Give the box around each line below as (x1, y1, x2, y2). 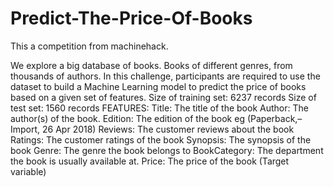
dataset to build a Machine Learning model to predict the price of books (10, 80, 307, 92)
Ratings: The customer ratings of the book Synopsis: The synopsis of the (10, 133, 312, 146)
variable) (10, 165, 47, 177)
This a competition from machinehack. (10, 40, 169, 52)
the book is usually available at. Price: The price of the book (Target (10, 155, 290, 167)
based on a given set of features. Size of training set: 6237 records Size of (10, 91, 317, 103)
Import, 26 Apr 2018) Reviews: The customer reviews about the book (10, 123, 295, 135)
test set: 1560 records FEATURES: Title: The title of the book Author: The (10, 102, 309, 114)
